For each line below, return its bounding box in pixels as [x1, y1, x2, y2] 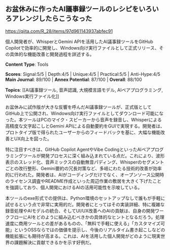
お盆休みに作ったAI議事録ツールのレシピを [5, 5, 139, 14]
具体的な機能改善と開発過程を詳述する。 [9, 51, 94, 57]
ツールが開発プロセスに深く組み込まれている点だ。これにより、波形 [22, 152, 165, 158]
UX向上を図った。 [14, 136, 52, 142]
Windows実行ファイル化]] [5, 93, 59, 99]
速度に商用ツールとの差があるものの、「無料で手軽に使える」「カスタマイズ [5, 220, 161, 226]
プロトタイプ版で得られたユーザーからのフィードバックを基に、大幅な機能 [5, 129, 161, 135]
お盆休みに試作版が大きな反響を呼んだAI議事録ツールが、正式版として [5, 104, 152, 110]
